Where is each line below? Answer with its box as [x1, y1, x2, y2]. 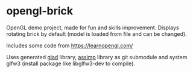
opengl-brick [6, 4, 74, 18]
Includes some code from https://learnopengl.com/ [6, 42, 133, 49]
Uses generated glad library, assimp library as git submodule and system [6, 53, 188, 60]
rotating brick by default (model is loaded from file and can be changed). [6, 30, 187, 37]
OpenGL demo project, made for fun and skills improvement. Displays [6, 24, 179, 31]
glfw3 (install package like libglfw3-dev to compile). [6, 60, 136, 67]
